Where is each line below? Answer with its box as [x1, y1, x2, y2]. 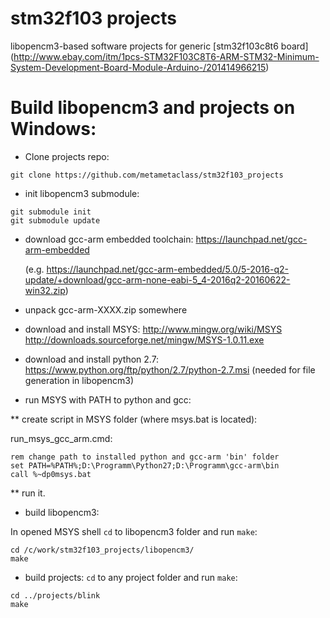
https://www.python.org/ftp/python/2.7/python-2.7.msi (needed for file [24, 363, 316, 376]
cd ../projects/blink [10, 590, 101, 601]
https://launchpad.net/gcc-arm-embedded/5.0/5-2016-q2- [46, 263, 289, 275]
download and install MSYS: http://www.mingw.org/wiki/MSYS [24, 323, 283, 335]
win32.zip [24, 284, 66, 296]
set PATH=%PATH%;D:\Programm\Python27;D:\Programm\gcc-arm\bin [10, 460, 280, 471]
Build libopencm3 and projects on [10, 97, 296, 119]
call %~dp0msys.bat [10, 469, 92, 479]
